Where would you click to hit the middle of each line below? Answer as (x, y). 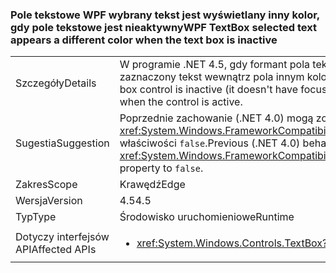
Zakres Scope (46, 185)
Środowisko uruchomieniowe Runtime (207, 217)
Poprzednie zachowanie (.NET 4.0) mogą (216, 118)
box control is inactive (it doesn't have (208, 90)
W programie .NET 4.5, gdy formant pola (214, 65)
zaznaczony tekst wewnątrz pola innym (212, 77)
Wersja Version (49, 201)
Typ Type (36, 217)
